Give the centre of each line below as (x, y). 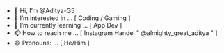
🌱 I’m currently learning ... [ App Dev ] (68, 25)
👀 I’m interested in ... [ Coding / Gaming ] (72, 18)
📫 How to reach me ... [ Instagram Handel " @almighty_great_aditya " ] (115, 33)
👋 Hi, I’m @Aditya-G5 (44, 11)
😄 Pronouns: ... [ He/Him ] (52, 43)
